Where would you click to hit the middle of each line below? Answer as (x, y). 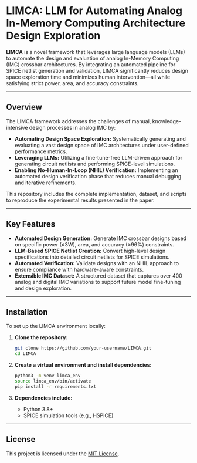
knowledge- (167, 121)
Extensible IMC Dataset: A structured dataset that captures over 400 (98, 276)
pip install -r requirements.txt (55, 386)
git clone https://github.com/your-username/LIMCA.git (83, 348)
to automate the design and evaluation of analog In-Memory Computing (93, 58)
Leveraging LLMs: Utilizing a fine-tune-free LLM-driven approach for (98, 157)
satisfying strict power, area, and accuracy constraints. (72, 83)
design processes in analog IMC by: (72, 127)
